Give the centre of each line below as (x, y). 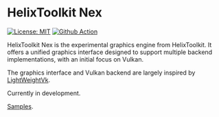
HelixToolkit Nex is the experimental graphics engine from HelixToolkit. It (109, 44)
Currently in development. (44, 93)
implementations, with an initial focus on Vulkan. (76, 59)
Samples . (20, 106)
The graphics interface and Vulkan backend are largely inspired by (101, 73)
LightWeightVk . (28, 79)
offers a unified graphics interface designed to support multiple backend (110, 52)
